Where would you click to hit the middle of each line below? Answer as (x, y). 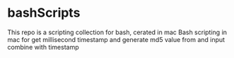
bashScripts (44, 13)
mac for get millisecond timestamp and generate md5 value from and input (116, 39)
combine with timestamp (43, 47)
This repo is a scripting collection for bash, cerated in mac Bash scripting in (117, 32)
